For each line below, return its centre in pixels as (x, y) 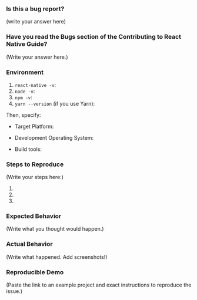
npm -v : (23, 97)
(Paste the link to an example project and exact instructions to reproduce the (99, 285)
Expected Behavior (34, 216)
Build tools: (28, 149)
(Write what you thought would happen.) (55, 229)
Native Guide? (27, 44)
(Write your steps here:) (35, 177)
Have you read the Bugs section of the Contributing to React (94, 37)
